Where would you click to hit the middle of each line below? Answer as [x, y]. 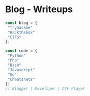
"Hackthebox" [21, 32]
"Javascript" [21, 70]
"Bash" [14, 65]
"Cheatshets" [21, 79]
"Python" [17, 56]
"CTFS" [14, 37]
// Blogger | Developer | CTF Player [45, 89]
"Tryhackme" [20, 27]
